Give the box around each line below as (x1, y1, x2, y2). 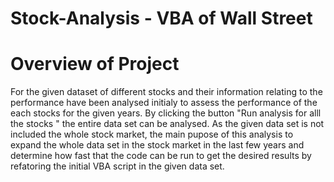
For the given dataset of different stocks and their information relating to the (10, 86, 323, 98)
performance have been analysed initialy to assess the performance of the (10, 97, 318, 109)
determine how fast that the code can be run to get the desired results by (10, 150, 312, 162)
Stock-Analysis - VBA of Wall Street (10, 7, 313, 30)
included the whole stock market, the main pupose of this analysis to (10, 128, 294, 141)
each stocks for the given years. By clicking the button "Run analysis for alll (10, 107, 322, 119)
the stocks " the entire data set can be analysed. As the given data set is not (10, 118, 325, 130)
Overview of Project (10, 53, 180, 76)
